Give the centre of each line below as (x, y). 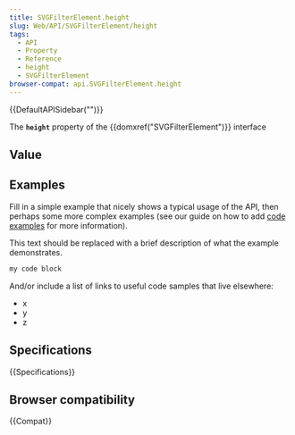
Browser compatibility (72, 400)
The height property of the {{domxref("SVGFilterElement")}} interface (138, 127)
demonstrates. (36, 252)
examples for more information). (68, 225)
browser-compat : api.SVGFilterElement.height (95, 84)
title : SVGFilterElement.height (69, 17)
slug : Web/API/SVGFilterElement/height (84, 26)
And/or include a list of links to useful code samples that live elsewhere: (142, 286)
